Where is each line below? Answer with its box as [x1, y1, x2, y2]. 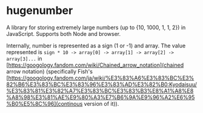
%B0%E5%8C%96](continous [6, 100, 83, 107]
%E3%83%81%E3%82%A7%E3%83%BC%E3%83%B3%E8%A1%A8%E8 [6, 87, 194, 94]
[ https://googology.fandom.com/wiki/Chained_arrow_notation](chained [6, 61, 184, 69]
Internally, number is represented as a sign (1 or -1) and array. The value [6, 42, 186, 49]
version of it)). [84, 100, 119, 107]
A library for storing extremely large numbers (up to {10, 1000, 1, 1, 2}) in [6, 24, 186, 31]
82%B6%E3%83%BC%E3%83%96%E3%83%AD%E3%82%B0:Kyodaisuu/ [6, 80, 197, 88]
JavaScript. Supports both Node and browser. [6, 30, 121, 37]
